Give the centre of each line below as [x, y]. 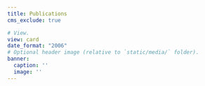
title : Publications [38, 14]
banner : [19, 59]
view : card [23, 39]
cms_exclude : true [34, 20]
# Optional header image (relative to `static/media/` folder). [103, 52]
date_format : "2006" [38, 46]
